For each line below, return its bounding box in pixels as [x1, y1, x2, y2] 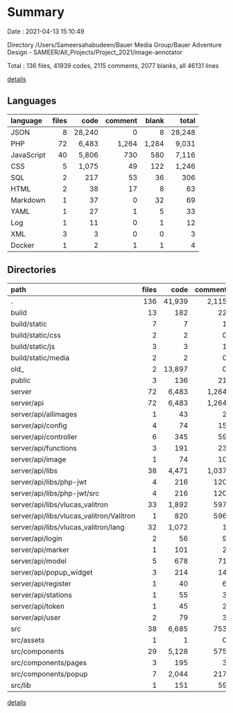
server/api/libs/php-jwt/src [10, 488, 100, 498]
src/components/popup [10, 669, 88, 678]
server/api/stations [10, 590, 73, 600]
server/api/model [10, 556, 67, 566]
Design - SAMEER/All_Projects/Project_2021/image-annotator [7, 48, 182, 56]
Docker [10, 240, 35, 250]
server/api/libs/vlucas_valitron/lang [10, 522, 125, 532]
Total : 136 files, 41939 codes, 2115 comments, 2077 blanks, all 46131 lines [7, 61, 219, 69]
